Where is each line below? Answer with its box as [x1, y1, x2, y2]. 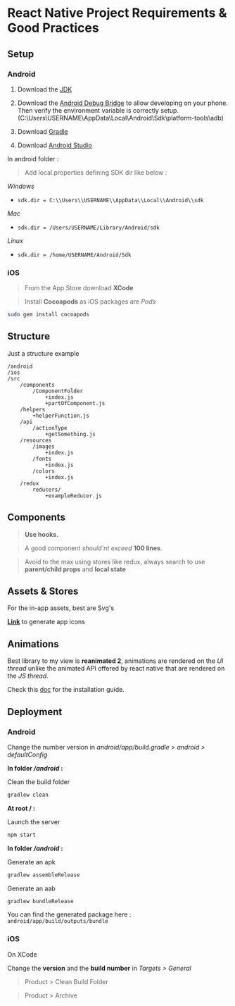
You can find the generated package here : [7, 910, 132, 919]
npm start [7, 831, 37, 838]
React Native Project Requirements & [7, 5, 227, 21]
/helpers [20, 406, 46, 413]
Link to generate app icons [7, 618, 86, 626]
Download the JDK [17, 85, 72, 93]
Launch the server [7, 817, 61, 826]
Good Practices [7, 20, 100, 36]
